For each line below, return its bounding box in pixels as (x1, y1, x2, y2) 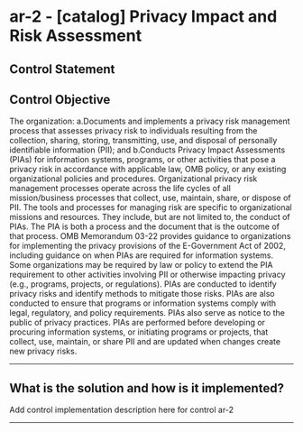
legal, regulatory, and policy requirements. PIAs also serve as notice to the (9, 308, 286, 318)
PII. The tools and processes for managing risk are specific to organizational (9, 202, 292, 213)
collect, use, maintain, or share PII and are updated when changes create (9, 336, 281, 347)
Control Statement (9, 61, 115, 77)
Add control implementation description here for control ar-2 (9, 404, 234, 416)
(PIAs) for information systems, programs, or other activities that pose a (9, 154, 276, 165)
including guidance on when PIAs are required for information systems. (9, 250, 274, 261)
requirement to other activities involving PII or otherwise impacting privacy (9, 269, 286, 280)
